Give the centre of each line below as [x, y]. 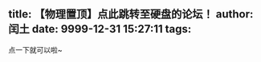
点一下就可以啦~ [35, 49]
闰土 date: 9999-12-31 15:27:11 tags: [100, 29]
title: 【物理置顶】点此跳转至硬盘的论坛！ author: [131, 14]
